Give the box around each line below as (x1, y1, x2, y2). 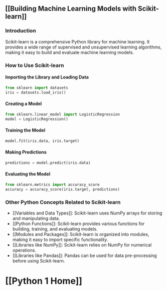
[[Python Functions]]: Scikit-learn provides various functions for (12, 220, 145, 226)
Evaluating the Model (5, 171, 51, 177)
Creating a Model (5, 100, 42, 107)
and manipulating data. (12, 215, 60, 221)
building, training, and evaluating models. (12, 225, 98, 232)
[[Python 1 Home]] (5, 275, 83, 287)
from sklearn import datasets (5, 85, 69, 90)
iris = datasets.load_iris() (5, 90, 66, 95)
